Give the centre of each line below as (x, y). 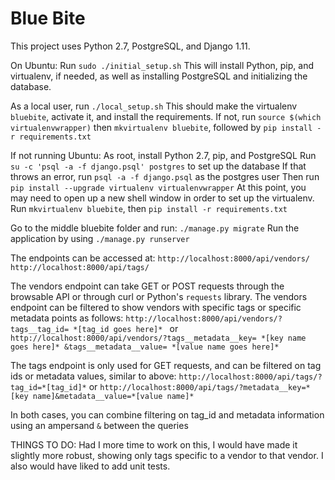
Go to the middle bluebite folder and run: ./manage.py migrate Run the (155, 228)
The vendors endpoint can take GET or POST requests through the (147, 286)
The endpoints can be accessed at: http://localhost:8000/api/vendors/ (160, 258)
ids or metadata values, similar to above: (93, 376)
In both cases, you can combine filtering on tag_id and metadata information (167, 414)
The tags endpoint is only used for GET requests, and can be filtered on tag (166, 365)
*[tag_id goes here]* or (126, 328)
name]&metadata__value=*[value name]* (113, 396)
